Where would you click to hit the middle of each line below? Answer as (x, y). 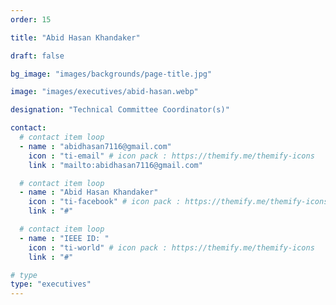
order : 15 (31, 19)
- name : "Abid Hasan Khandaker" (89, 192)
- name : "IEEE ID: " (64, 238)
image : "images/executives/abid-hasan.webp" (104, 92)
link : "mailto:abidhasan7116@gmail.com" (115, 165)
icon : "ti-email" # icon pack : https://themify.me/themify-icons (171, 156)
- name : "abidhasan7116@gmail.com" (95, 146)
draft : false (37, 56)
